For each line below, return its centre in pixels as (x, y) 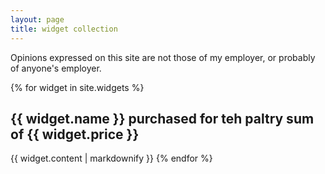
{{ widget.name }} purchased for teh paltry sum (162, 118)
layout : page (37, 19)
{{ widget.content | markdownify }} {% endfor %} (111, 158)
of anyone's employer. (56, 68)
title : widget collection (64, 29)
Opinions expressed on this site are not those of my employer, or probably (163, 57)
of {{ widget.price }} (75, 134)
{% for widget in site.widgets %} (77, 87)
